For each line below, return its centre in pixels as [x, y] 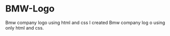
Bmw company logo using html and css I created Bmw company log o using [85, 22]
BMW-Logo [30, 9]
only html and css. [25, 27]
